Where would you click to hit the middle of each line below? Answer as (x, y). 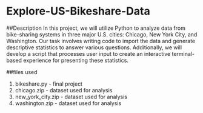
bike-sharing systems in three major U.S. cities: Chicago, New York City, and (102, 34)
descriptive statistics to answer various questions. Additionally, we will (94, 47)
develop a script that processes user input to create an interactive (88, 53)
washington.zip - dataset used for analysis (68, 103)
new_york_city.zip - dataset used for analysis (71, 97)
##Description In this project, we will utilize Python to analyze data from (96, 28)
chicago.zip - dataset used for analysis (64, 90)
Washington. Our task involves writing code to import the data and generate (101, 41)
